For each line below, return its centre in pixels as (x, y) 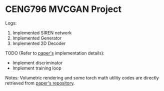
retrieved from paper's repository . (40, 83)
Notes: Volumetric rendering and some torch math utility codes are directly (82, 77)
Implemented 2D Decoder (39, 43)
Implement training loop (37, 68)
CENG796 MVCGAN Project (63, 9)
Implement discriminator (37, 62)
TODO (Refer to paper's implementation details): (55, 53)
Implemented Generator (37, 38)
